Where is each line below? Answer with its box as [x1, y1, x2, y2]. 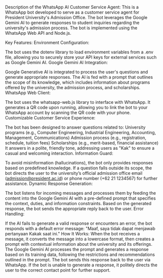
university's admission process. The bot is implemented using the [5, 25, 138, 31]
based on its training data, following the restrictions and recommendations [5, 252, 155, 257]
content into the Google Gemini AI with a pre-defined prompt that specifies [5, 195, 156, 201]
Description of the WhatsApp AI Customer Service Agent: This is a [5, 4, 139, 10]
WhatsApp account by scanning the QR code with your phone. [5, 110, 131, 116]
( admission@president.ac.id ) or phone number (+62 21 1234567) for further [5, 176, 158, 181]
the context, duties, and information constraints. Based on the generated [5, 201, 152, 206]
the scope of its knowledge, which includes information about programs [5, 79, 150, 85]
